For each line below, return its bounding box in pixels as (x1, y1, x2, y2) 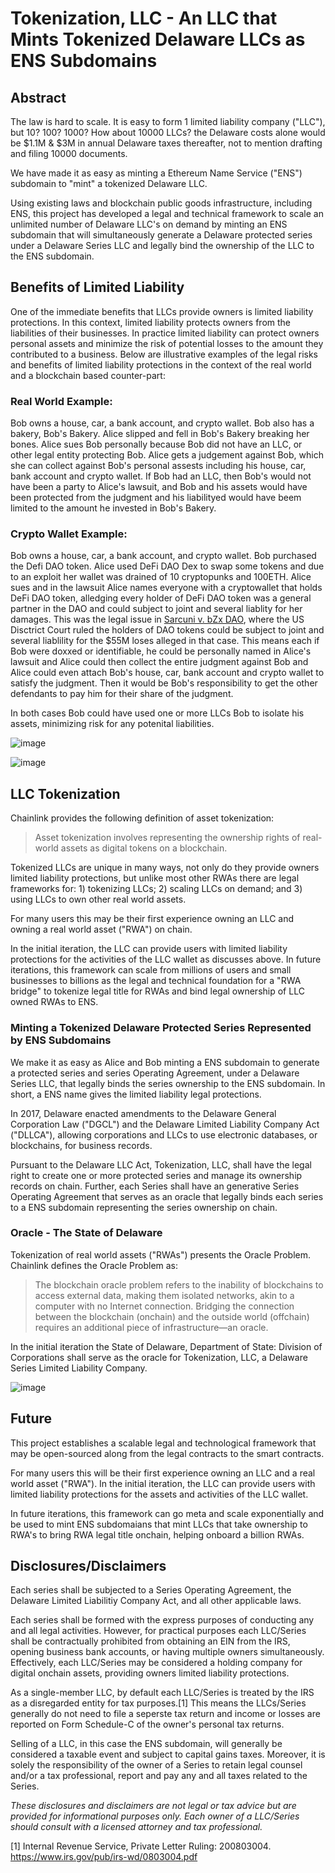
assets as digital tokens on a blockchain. (60, 842, 228, 854)
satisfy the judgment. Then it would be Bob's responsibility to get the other (10, 677, 318, 689)
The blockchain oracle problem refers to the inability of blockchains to (34, 1278, 324, 1291)
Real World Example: (10, 394, 113, 408)
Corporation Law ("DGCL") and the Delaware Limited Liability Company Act (10, 1118, 320, 1130)
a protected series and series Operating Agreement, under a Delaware (10, 1067, 300, 1079)
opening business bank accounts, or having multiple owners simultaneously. (10, 1646, 325, 1658)
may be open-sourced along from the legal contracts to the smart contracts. (10, 1447, 325, 1459)
